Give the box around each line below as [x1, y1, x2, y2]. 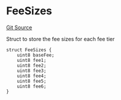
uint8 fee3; [17, 67, 46, 74]
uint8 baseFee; [17, 52, 55, 58]
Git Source [6, 24, 33, 31]
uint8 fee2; [17, 62, 46, 68]
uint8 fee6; [17, 83, 46, 89]
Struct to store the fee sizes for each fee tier [6, 35, 115, 42]
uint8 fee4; [17, 73, 46, 79]
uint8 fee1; [17, 57, 46, 63]
